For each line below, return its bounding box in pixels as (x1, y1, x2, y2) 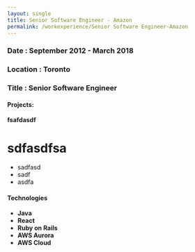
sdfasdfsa (7, 140, 68, 156)
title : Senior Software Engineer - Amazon (7, 17, 132, 24)
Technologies (7, 194, 48, 202)
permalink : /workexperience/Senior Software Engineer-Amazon (7, 23, 189, 30)
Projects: (7, 100, 34, 108)
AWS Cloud (17, 239, 52, 247)
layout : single (7, 10, 52, 17)
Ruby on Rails (17, 224, 58, 233)
